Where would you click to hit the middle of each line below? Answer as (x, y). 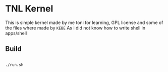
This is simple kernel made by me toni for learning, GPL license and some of (84, 22)
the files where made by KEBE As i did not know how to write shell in (75, 27)
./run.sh (14, 65)
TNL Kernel (29, 9)
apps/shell (16, 33)
